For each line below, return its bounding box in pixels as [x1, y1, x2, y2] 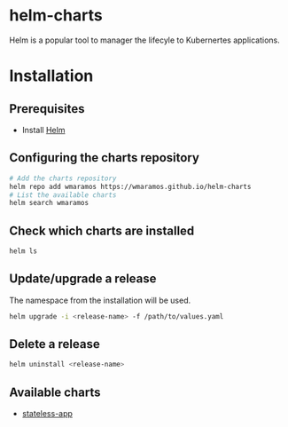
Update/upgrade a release [9, 272, 157, 287]
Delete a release [9, 336, 100, 352]
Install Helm [21, 124, 66, 135]
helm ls [9, 247, 38, 256]
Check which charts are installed [9, 223, 195, 238]
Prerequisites [9, 101, 85, 116]
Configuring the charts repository [9, 150, 199, 165]
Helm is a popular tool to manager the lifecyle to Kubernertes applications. [9, 35, 281, 45]
